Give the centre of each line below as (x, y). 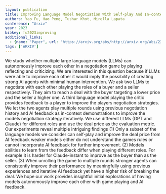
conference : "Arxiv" (26, 24)
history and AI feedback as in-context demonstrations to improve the (75, 113)
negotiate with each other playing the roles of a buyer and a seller (72, 87)
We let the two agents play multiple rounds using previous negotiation (76, 108)
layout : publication (26, 10)
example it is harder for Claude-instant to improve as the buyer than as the (81, 155)
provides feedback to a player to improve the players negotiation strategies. (82, 102)
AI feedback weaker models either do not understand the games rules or (79, 140)
